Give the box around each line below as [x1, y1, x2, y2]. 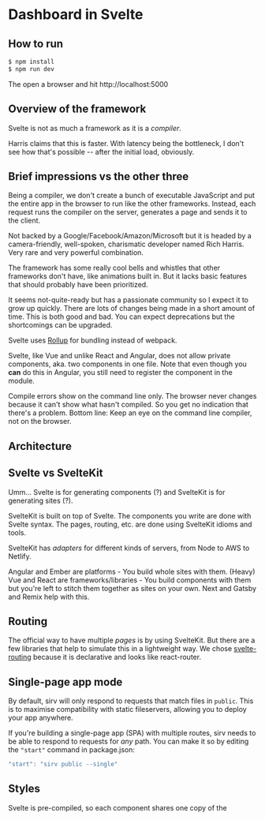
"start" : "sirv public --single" [8, 760, 118, 769]
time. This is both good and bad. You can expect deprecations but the [8, 312, 235, 321]
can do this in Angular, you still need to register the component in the [8, 368, 233, 377]
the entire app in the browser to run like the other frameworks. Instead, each [8, 199, 256, 208]
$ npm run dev [8, 65, 55, 73]
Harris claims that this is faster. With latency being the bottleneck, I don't [8, 138, 244, 148]
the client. [8, 215, 41, 226]
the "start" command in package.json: [8, 745, 136, 754]
